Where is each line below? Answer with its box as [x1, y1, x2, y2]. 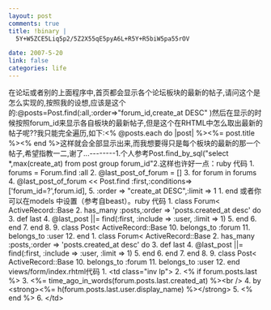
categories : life [8, 64, 67, 73]
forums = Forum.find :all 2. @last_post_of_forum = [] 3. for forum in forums [8, 167, 257, 177]
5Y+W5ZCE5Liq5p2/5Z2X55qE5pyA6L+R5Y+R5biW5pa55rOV [15, 34, 190, 43]
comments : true [8, 19, 60, 28]
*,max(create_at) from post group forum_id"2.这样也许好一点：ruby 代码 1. [8, 158, 255, 168]
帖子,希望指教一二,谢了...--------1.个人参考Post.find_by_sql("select [8, 148, 229, 158]
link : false [8, 57, 49, 65]
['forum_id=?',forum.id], [8, 186, 87, 196]
